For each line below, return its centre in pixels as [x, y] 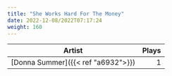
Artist [73, 51]
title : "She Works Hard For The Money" [66, 14]
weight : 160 [25, 27]
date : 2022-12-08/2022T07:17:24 [55, 20]
